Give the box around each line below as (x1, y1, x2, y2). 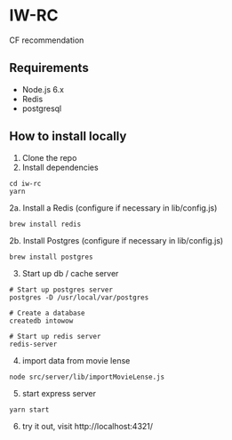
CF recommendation (9, 35, 84, 45)
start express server (21, 388, 96, 398)
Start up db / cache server (21, 268, 119, 278)
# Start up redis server (9, 332, 101, 340)
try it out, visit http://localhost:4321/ (21, 420, 154, 431)
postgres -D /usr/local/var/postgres (9, 292, 149, 302)
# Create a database (9, 308, 86, 317)
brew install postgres (9, 252, 93, 261)
